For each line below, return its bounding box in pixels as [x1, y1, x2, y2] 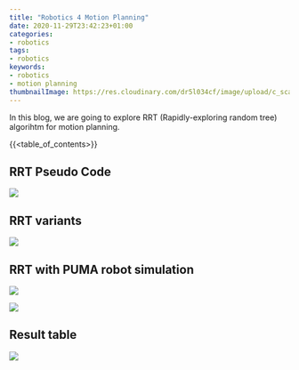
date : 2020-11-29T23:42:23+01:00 [9, 21, 133, 30]
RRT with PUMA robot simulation [9, 261, 194, 277]
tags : [9, 46, 29, 55]
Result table [9, 327, 77, 342]
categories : [9, 29, 53, 38]
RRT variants [9, 213, 83, 228]
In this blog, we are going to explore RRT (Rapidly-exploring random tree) [9, 112, 278, 123]
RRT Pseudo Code [9, 164, 111, 179]
